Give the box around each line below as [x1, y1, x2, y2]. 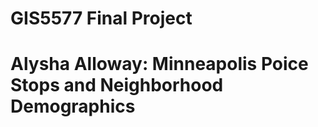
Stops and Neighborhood [10, 74, 224, 97]
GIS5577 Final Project [10, 7, 193, 30]
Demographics [10, 95, 136, 118]
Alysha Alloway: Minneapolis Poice [10, 53, 309, 76]
